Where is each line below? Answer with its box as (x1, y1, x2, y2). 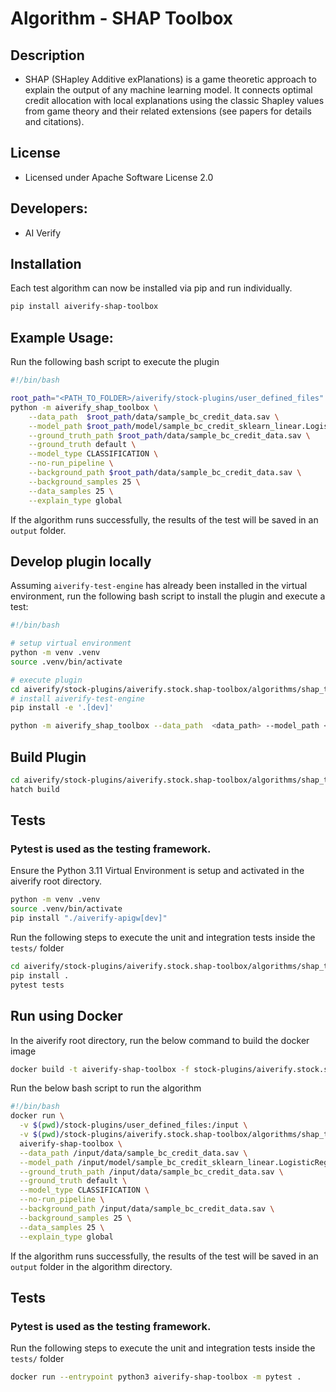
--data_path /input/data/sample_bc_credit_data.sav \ (19, 1148, 248, 1158)
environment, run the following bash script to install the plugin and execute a (10, 590, 326, 602)
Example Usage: (10, 329, 114, 346)
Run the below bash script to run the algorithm (10, 1082, 202, 1094)
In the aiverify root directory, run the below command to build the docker (10, 1034, 310, 1046)
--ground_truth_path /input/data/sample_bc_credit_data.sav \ (19, 1167, 284, 1177)
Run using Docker (10, 1008, 123, 1025)
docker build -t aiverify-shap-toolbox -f (10, 1064, 190, 1074)
